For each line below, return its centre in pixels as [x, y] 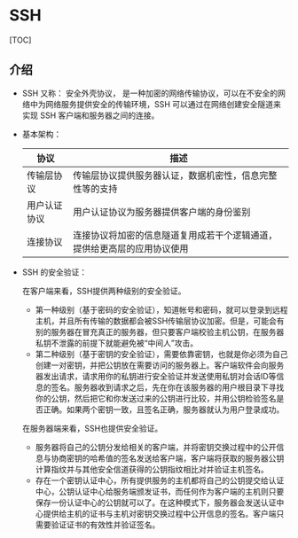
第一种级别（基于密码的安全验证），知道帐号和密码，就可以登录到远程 [161, 309]
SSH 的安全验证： [55, 272]
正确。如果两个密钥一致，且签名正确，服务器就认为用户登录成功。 [164, 409]
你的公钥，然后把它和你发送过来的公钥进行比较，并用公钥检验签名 [156, 398]
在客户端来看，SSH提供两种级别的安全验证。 [104, 291]
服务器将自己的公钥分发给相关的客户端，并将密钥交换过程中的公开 [156, 447]
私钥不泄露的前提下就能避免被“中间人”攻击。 [116, 343]
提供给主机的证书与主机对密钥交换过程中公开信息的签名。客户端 [160, 513]
